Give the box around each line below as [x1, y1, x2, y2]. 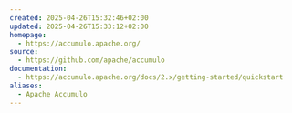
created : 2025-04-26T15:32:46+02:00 [9, 13, 149, 23]
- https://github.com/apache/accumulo [17, 56, 166, 65]
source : [9, 47, 39, 56]
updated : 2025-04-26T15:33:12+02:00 [9, 22, 149, 31]
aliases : [9, 81, 43, 90]
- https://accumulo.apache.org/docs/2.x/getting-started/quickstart [17, 73, 284, 82]
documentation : [9, 65, 68, 74]
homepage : [9, 30, 47, 39]
